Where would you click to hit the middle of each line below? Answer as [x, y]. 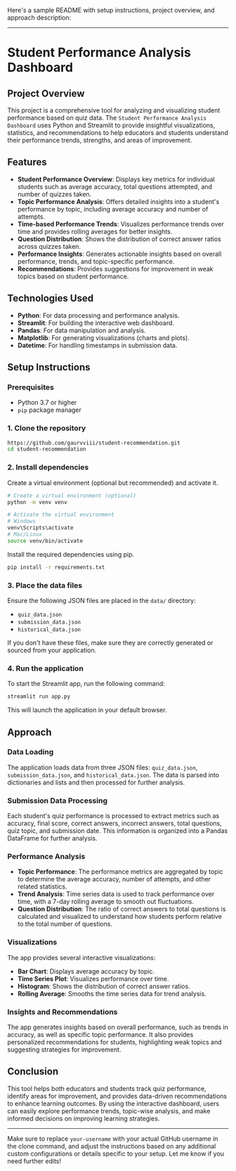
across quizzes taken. [49, 246]
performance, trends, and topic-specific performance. [96, 261]
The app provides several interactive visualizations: [81, 957]
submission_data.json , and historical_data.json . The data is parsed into [113, 775]
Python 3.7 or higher [47, 403]
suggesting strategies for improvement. [64, 1049]
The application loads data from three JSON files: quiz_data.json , [103, 767]
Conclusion [33, 1072]
